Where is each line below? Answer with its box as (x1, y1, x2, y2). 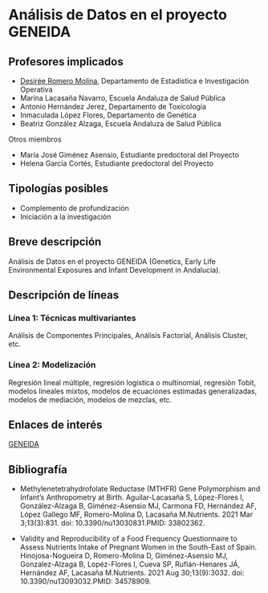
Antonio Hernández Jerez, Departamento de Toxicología (19, 102, 207, 111)
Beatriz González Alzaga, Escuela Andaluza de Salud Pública (19, 119, 222, 128)
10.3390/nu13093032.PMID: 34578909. (19, 577, 152, 587)
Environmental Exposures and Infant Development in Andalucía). (8, 265, 221, 274)
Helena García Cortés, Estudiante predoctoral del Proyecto (19, 159, 214, 168)
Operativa (19, 84, 53, 94)
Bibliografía (8, 463, 68, 476)
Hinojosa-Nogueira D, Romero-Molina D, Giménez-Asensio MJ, (19, 551, 229, 561)
